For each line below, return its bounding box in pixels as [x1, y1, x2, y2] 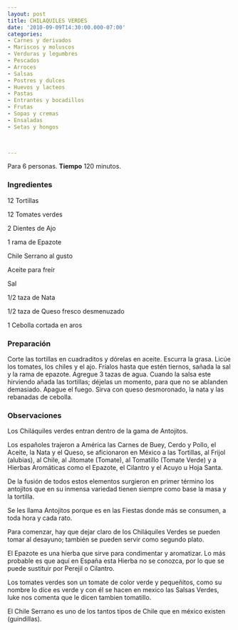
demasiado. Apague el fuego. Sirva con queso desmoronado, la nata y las [7, 385, 224, 394]
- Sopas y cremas [7, 110, 59, 117]
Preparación [7, 339, 51, 349]
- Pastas [7, 90, 33, 97]
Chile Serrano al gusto [7, 251, 73, 260]
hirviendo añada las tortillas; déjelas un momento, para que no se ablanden [7, 377, 228, 386]
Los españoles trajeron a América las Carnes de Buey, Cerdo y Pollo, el [7, 441, 217, 449]
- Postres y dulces [7, 76, 66, 84]
